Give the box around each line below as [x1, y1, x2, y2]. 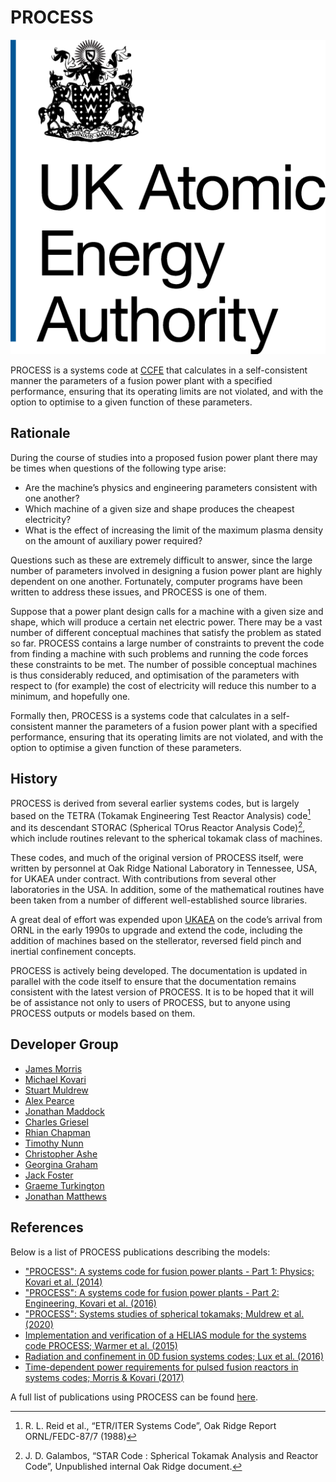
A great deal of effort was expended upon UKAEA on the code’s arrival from [10, 913, 323, 925]
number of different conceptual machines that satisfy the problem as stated [10, 626, 322, 638]
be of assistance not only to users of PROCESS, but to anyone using [10, 996, 291, 1008]
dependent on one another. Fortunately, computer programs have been [10, 575, 303, 587]
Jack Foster [24, 1169, 74, 1181]
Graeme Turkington [24, 1179, 105, 1191]
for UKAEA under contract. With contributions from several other [10, 872, 277, 885]
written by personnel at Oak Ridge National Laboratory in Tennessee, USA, [10, 862, 318, 874]
